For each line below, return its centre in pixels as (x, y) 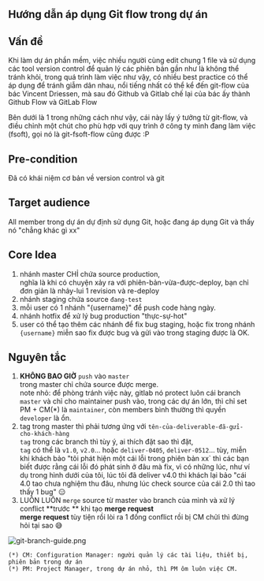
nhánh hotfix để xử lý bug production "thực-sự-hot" (103, 315)
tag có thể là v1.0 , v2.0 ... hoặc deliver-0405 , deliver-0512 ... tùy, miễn (133, 450)
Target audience (49, 203)
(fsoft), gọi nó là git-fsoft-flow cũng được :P (79, 134)
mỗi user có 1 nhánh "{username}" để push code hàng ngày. (118, 307)
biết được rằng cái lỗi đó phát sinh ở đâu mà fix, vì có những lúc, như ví (135, 467)
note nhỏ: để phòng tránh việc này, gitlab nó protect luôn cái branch (130, 393)
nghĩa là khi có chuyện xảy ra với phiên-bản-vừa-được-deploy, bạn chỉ (134, 282)
